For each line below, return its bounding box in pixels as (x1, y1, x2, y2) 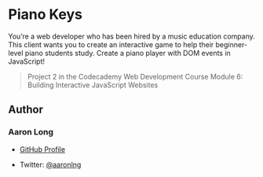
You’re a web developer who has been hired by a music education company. (8, 31, 255, 41)
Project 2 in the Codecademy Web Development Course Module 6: (27, 72, 243, 81)
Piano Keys (8, 6, 82, 24)
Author (8, 103, 43, 116)
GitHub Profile (19, 144, 65, 154)
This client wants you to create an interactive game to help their (8, 39, 214, 49)
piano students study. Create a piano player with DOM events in (24, 48, 232, 57)
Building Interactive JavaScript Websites (27, 80, 159, 90)
